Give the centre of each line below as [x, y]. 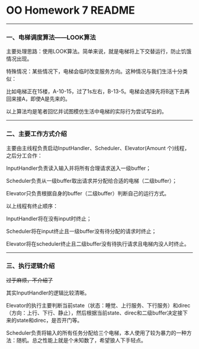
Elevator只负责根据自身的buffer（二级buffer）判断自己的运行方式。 [88, 193]
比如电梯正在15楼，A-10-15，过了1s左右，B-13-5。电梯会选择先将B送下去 [95, 91]
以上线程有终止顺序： [32, 206]
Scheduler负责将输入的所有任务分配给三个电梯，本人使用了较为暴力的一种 [97, 332]
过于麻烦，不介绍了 [30, 280]
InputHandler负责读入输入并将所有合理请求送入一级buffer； [79, 168]
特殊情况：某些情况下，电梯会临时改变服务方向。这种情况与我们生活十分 [94, 71]
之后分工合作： [24, 156]
